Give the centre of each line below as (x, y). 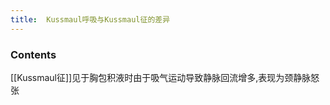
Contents (33, 54)
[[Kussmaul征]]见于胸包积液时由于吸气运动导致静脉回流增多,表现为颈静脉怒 (165, 77)
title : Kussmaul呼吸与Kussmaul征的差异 (90, 19)
